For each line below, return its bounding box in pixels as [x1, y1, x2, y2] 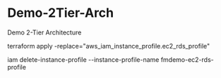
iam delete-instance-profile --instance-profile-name [7, 55, 160, 64]
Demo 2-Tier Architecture [7, 28, 82, 37]
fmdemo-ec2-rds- [160, 55, 214, 64]
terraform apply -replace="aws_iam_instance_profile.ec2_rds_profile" [7, 41, 210, 50]
